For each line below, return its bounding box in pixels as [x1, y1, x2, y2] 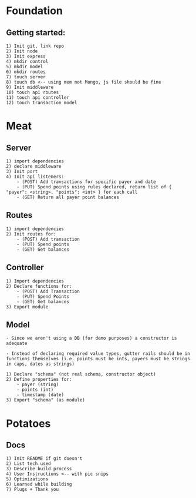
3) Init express [6, 54, 46, 59]
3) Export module [6, 304, 49, 310]
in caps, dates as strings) [6, 361, 75, 367]
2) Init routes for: [6, 231, 57, 237]
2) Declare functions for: [6, 283, 72, 289]
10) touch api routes [6, 89, 59, 95]
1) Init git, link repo [6, 43, 65, 49]
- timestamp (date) [16, 392, 65, 398]
